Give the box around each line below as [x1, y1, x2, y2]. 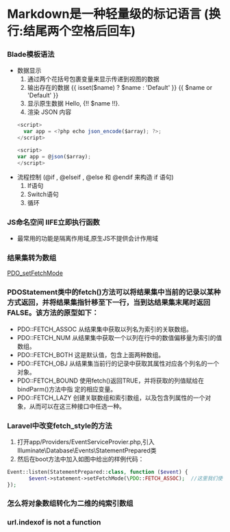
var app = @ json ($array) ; [16, 153, 91, 160]
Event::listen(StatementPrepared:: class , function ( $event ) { [7, 468, 188, 475]
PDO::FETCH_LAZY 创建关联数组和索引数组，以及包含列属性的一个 [16, 394, 205, 402]
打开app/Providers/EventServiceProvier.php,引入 [16, 437, 155, 446]
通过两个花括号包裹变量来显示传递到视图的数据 [27, 75, 159, 83]
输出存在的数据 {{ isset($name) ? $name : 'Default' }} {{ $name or [27, 84, 213, 92]
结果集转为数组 [7, 253, 57, 263]
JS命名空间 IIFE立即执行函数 [7, 217, 101, 227]
